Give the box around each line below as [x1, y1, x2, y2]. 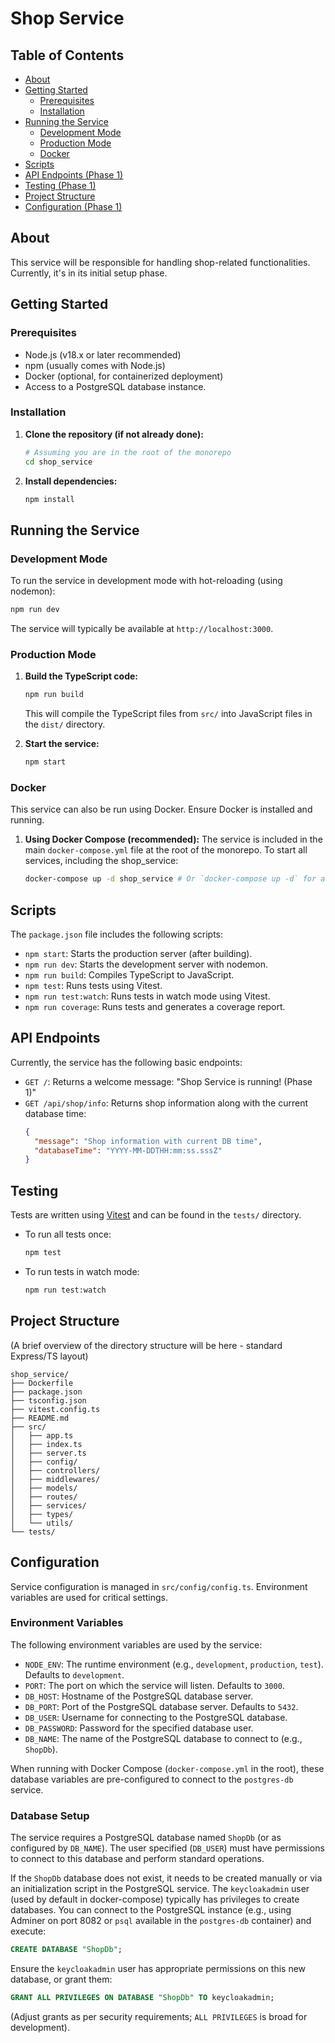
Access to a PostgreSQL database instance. [24, 380, 207, 392]
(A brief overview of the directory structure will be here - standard [10, 1339, 283, 1351]
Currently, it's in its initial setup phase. [10, 267, 168, 279]
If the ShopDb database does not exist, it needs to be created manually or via [10, 1872, 323, 1884]
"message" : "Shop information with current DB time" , [34, 1136, 263, 1146]
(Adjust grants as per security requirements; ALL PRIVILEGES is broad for [10, 2010, 308, 2022]
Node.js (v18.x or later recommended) [24, 348, 182, 361]
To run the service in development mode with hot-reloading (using [10, 575, 283, 587]
